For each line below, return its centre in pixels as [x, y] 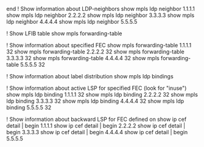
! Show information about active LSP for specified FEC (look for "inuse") [97, 88]
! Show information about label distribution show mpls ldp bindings [90, 76]
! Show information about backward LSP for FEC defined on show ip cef [97, 119]
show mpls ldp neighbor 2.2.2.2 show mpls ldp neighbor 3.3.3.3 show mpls [100, 15]
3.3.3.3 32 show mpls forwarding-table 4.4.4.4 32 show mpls [83, 58]
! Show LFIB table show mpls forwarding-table [64, 33]
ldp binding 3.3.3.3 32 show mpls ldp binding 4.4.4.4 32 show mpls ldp [95, 101]
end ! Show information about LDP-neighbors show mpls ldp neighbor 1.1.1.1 [100, 9]
